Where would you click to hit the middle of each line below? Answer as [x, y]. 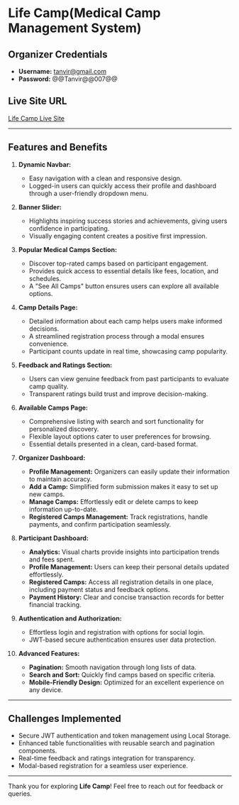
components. [38, 751]
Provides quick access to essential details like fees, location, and [124, 270]
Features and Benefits [58, 147]
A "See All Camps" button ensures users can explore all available [124, 286]
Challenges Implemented [65, 719]
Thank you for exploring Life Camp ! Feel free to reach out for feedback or [116, 787]
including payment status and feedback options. [99, 589]
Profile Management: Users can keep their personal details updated [129, 566]
